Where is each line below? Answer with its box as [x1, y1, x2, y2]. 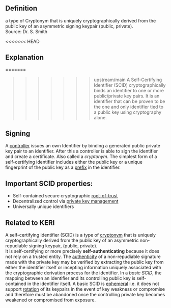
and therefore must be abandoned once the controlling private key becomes [5, 292, 165, 298]
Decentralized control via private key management [12, 198, 119, 204]
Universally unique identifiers [12, 203, 74, 210]
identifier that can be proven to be [94, 98, 165, 104]
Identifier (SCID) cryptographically [94, 82, 166, 88]
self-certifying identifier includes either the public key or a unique [5, 159, 143, 165]
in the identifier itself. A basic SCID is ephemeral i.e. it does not [27, 280, 159, 287]
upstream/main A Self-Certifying [94, 76, 162, 83]
